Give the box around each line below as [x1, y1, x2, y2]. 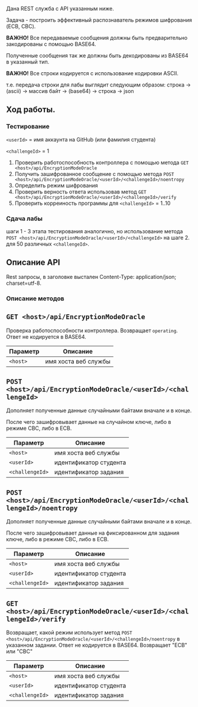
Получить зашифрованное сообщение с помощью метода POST [14, 170, 174, 177]
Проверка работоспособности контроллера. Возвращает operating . [6, 327, 178, 334]
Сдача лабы [6, 214, 43, 223]
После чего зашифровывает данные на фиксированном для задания [6, 529, 180, 536]
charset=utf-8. [6, 279, 41, 287]
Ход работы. [6, 105, 56, 115]
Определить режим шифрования [14, 182, 99, 189]
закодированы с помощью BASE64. [6, 41, 96, 47]
